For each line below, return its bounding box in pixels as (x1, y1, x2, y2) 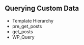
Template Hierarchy (12, 17, 54, 24)
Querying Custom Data (5, 4, 79, 13)
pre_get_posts (12, 23, 42, 29)
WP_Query (12, 34, 35, 40)
